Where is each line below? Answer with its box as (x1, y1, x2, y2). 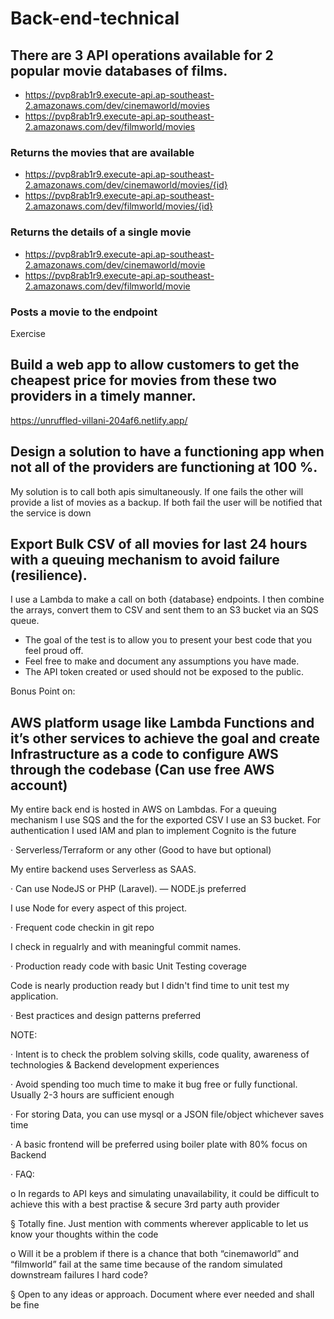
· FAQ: (10, 1168, 35, 1181)
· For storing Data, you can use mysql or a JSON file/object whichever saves (10, 1108, 325, 1121)
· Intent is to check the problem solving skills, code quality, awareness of (10, 1048, 310, 1061)
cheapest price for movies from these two (10, 372, 277, 389)
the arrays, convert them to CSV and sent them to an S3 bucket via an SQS (10, 604, 319, 616)
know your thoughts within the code (10, 1228, 159, 1241)
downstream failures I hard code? (10, 1269, 148, 1281)
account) (10, 777, 68, 794)
